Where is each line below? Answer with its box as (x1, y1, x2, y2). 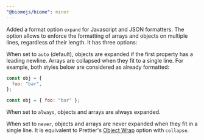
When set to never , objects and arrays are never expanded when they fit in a (6, 120, 198, 128)
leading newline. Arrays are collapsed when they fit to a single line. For (6, 57, 184, 64)
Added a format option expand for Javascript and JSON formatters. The (6, 26, 185, 33)
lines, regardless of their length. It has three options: (6, 38, 138, 46)
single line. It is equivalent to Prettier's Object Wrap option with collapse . (6, 127, 189, 134)
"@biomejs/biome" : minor (6, 9, 69, 15)
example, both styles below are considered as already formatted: (6, 63, 169, 71)
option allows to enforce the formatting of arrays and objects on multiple (6, 32, 188, 40)
